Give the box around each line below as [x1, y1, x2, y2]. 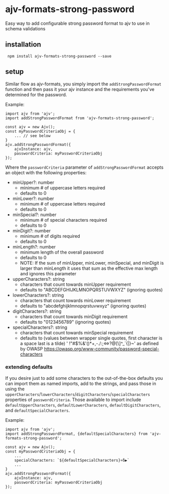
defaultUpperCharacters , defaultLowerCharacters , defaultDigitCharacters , [5, 402, 161, 408]
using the [5, 385, 25, 392]
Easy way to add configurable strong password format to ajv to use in [5, 20, 150, 26]
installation [5, 40, 41, 49]
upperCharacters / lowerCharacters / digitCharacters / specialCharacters [5, 391, 150, 397]
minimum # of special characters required [20, 217, 107, 223]
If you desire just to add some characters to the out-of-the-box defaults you [5, 375, 163, 381]
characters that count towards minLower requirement [20, 297, 131, 304]
